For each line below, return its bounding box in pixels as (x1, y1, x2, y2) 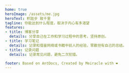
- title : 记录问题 (5, 47, 40, 52)
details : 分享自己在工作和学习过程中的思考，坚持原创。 (9, 34, 109, 39)
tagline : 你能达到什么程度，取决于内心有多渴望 (5, 20, 90, 26)
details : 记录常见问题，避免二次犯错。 (9, 52, 80, 57)
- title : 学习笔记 (5, 39, 40, 44)
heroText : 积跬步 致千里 (5, 16, 51, 21)
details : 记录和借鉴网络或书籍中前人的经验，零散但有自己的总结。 (9, 43, 127, 48)
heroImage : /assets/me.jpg (5, 12, 60, 16)
